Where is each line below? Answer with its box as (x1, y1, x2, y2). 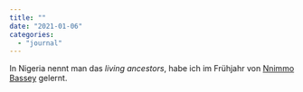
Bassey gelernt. (9, 73, 68, 84)
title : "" (9, 13, 47, 23)
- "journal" (17, 38, 63, 48)
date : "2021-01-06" (9, 22, 83, 31)
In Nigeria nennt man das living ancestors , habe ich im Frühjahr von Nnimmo (9, 63, 295, 74)
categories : (9, 30, 54, 39)
